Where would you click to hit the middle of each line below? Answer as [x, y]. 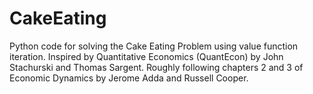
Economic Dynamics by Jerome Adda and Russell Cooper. [129, 78]
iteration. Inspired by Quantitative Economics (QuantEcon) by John [146, 56]
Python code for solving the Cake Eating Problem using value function [154, 46]
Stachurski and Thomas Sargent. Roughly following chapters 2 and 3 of [156, 67]
